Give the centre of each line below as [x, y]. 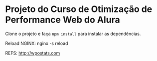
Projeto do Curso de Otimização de [79, 9]
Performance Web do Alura [63, 20]
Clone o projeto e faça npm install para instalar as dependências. [73, 33]
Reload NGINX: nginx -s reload [37, 43]
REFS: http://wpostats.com [33, 53]
